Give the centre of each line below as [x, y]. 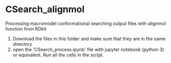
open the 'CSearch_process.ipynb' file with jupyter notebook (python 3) [88, 49]
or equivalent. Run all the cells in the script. [58, 55]
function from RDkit [26, 28]
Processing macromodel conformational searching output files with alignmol [86, 23]
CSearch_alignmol [45, 9]
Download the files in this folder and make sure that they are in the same [89, 39]
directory [22, 44]
